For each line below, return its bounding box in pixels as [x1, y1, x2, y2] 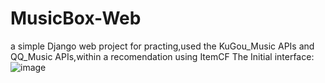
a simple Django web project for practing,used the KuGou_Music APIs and [10, 40, 315, 52]
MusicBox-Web [10, 7, 142, 30]
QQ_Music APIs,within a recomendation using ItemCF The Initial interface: [10, 50, 315, 62]
